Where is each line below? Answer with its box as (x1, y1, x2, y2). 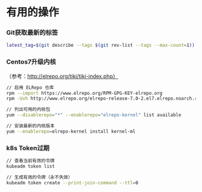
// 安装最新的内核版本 (6, 123, 55, 129)
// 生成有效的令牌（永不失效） (6, 174, 73, 180)
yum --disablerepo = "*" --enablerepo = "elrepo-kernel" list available (6, 112, 182, 118)
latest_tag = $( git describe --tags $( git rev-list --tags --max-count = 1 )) (6, 43, 195, 49)
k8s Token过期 (6, 143, 50, 152)
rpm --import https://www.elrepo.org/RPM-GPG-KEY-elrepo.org (6, 90, 163, 96)
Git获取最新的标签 (6, 28, 58, 37)
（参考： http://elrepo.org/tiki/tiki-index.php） (6, 73, 118, 80)
